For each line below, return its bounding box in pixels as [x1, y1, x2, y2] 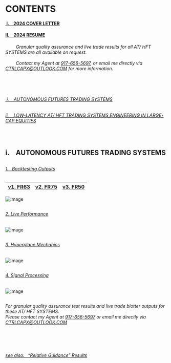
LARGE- [146, 112, 164, 118]
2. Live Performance [5, 210, 49, 217]
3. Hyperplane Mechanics [5, 241, 60, 247]
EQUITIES [15, 117, 36, 123]
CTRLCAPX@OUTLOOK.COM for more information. [5, 65, 114, 72]
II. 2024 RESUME [5, 32, 46, 38]
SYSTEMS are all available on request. [5, 49, 87, 55]
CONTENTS [5, 3, 56, 15]
